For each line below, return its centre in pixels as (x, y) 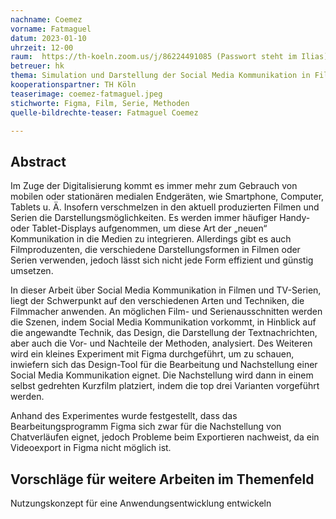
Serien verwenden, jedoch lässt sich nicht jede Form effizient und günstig (162, 260)
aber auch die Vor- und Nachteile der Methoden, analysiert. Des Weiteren (161, 343)
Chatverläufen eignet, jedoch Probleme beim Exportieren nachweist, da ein (165, 437)
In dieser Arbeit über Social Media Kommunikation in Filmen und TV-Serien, (166, 290)
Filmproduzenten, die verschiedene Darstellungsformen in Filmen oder (155, 250)
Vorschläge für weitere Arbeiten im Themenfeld (162, 479)
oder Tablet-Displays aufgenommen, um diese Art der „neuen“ (139, 228)
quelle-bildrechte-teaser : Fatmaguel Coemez (104, 112)
